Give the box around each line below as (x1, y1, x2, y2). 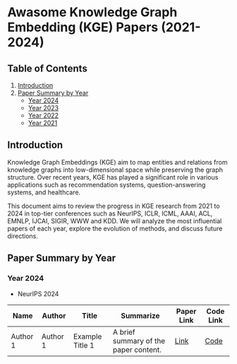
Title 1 (73, 340, 95, 350)
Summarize (121, 310, 160, 320)
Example (73, 331, 102, 341)
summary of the (112, 336, 166, 346)
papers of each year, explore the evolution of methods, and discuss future (7, 224, 223, 233)
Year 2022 (28, 111, 59, 119)
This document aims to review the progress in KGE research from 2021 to (7, 201, 220, 210)
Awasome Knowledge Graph (7, 4, 178, 20)
